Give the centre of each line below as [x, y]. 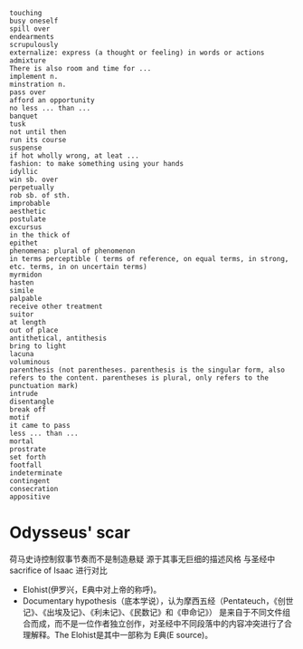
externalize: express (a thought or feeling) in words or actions [137, 53]
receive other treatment [56, 306]
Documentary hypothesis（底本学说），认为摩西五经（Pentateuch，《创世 [158, 601]
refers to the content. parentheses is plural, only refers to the [139, 378]
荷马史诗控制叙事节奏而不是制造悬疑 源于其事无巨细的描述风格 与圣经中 [142, 558]
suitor [22, 315]
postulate [28, 219]
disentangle [32, 402]
